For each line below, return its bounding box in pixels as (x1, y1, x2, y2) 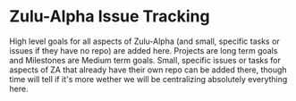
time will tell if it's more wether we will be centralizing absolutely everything (9, 73, 288, 84)
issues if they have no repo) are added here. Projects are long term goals (9, 45, 278, 55)
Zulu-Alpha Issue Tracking (9, 6, 210, 27)
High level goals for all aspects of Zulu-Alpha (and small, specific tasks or (9, 36, 280, 46)
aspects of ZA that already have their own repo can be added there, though (9, 64, 288, 75)
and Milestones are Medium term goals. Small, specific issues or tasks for (9, 55, 282, 65)
